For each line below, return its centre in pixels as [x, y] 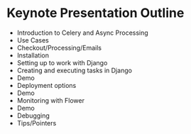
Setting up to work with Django [62, 62]
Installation [33, 55]
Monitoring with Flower [51, 100]
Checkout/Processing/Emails [59, 48]
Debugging [33, 116]
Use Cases [33, 40]
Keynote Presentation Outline [95, 13]
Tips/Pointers [37, 123]
